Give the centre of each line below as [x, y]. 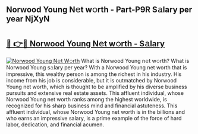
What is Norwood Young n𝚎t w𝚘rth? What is [135, 61]
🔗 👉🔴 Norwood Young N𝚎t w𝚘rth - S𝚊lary [86, 44]
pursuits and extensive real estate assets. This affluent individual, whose [95, 93]
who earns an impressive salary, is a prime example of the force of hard [94, 118]
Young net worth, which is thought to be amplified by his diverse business [97, 87]
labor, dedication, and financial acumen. [55, 125]
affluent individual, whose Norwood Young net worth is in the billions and [96, 112]
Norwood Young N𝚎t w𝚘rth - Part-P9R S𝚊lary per [99, 10]
